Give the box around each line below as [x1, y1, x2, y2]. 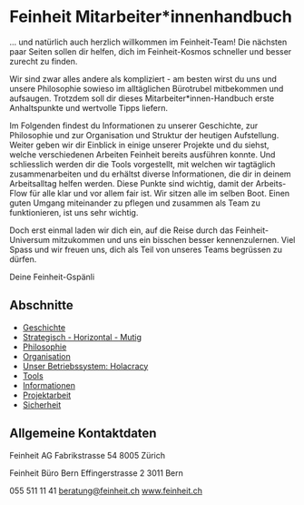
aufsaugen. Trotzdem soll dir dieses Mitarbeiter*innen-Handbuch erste [9, 93, 275, 104]
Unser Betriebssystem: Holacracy [22, 360, 149, 371]
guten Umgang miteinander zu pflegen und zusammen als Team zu [9, 197, 260, 208]
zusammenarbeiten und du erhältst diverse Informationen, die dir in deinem [9, 168, 292, 179]
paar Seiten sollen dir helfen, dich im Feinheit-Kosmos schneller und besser [9, 45, 292, 56]
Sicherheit [22, 399, 62, 410]
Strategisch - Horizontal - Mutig [22, 331, 142, 342]
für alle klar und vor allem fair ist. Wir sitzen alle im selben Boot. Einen [29, 187, 290, 198]
